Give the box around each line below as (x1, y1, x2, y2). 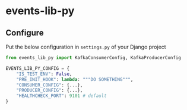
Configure (5, 28, 44, 38)
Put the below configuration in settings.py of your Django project (5, 43, 167, 50)
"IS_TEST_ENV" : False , (16, 71, 72, 77)
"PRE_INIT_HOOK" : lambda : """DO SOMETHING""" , (16, 76, 134, 82)
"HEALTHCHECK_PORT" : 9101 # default (16, 93, 107, 99)
